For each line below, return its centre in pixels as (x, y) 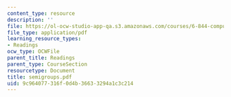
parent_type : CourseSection (47, 64)
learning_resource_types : (44, 39)
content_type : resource (41, 13)
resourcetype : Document (41, 70)
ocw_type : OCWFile (33, 52)
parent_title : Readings (41, 58)
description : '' (30, 20)
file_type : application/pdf (47, 32)
